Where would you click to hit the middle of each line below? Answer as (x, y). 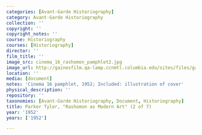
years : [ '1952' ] (26, 118)
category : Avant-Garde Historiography (55, 17)
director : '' (23, 51)
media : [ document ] (29, 79)
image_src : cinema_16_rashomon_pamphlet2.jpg (64, 62)
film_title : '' (25, 56)
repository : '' (25, 95)
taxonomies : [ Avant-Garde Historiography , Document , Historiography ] (95, 101)
